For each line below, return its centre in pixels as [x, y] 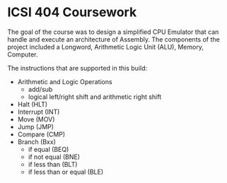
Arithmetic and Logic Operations [65, 81]
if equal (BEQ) [48, 149]
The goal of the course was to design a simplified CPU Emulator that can [113, 32]
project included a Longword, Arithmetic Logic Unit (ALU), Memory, [105, 47]
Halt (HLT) [33, 104]
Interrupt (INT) [39, 112]
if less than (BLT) [53, 164]
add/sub [40, 89]
